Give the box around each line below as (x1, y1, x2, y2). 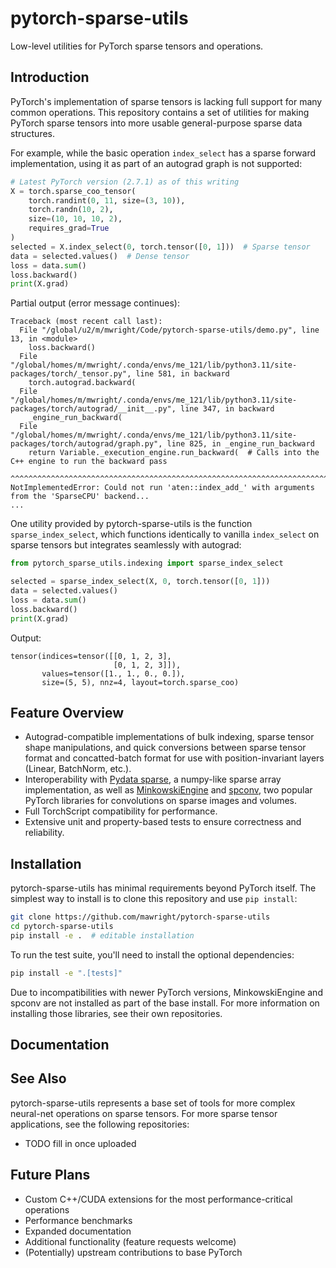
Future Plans (10, 1167, 91, 1184)
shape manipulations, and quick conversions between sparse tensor (24, 742, 307, 754)
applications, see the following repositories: (10, 1118, 190, 1130)
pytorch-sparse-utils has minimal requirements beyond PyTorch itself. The (10, 882, 317, 894)
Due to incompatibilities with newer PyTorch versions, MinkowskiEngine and (10, 986, 323, 998)
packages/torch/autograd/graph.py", (10, 439, 163, 449)
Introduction (10, 69, 90, 86)
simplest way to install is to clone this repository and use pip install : (10, 893, 298, 905)
